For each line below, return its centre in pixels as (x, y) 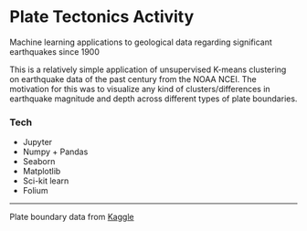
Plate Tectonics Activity (102, 17)
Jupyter (37, 142)
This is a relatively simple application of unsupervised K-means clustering (148, 69)
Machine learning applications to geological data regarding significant (141, 42)
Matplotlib (42, 172)
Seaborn (39, 162)
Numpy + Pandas (55, 152)
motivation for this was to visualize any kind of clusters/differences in (140, 89)
